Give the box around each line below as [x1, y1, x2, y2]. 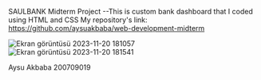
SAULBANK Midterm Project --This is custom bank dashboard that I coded [8, 7, 253, 16]
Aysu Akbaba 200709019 [8, 63, 91, 72]
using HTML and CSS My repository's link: [8, 15, 148, 25]
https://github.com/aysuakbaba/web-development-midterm [8, 24, 205, 32]
